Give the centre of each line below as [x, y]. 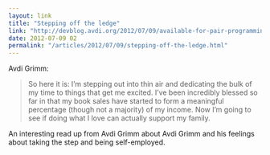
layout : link [30, 16]
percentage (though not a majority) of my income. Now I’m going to [139, 110]
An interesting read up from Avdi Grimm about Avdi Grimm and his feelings [132, 134]
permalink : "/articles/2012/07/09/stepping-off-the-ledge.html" [118, 46]
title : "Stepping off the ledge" [64, 23]
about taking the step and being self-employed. [87, 142]
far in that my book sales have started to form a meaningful [126, 101]
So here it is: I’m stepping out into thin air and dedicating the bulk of [140, 84]
